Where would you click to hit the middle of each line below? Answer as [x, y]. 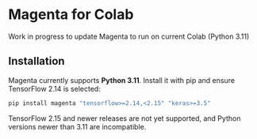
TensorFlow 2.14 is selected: [54, 88]
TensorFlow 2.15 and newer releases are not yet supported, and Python [125, 118]
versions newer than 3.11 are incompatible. [77, 126]
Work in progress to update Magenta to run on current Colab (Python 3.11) [129, 36]
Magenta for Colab [71, 15]
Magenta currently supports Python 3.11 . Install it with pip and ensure [122, 80]
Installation [36, 61]
